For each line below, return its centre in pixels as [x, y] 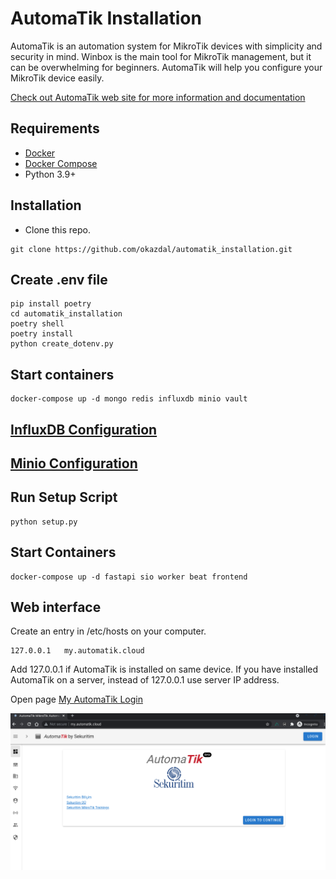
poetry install [42, 334]
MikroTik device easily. [57, 78]
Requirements [55, 128]
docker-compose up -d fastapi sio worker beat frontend [129, 577]
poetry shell [37, 324]
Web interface [56, 607]
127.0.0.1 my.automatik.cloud [77, 651]
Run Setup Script [64, 497]
